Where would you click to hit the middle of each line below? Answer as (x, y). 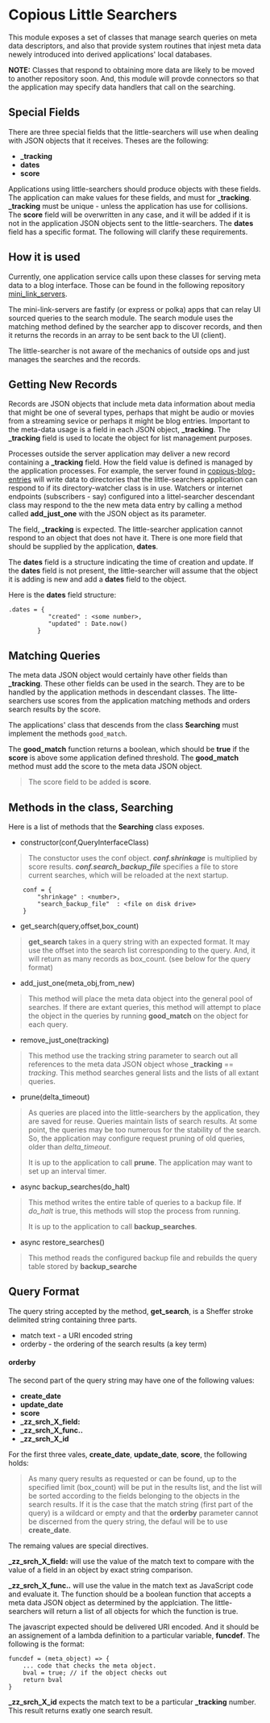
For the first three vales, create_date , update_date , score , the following (128, 1454)
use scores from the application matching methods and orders (147, 701)
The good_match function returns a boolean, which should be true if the (129, 749)
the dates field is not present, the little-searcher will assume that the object (133, 571)
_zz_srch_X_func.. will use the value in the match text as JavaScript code (131, 1586)
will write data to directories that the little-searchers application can (145, 480)
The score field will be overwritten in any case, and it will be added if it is (130, 215)
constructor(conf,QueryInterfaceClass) (84, 842)
